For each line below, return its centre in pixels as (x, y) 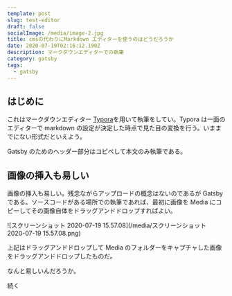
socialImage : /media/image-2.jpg (55, 33)
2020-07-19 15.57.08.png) (44, 234)
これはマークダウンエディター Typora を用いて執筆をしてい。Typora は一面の (116, 119)
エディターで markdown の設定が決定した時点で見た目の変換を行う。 (105, 128)
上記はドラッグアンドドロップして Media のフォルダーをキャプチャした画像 (115, 247)
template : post (29, 14)
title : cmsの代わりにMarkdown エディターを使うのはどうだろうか (91, 40)
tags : (15, 65)
